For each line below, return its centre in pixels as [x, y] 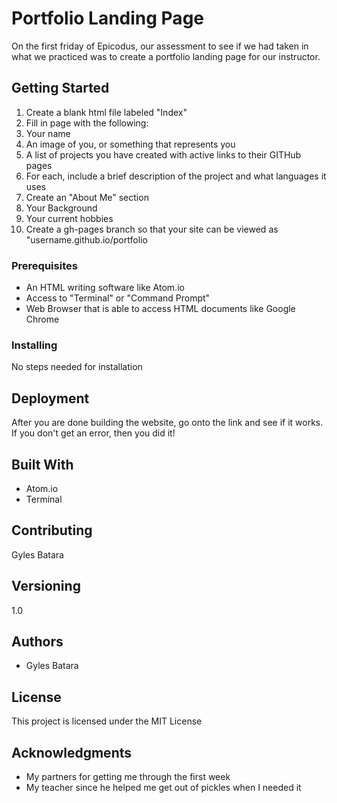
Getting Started [60, 88]
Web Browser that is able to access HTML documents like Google [160, 309]
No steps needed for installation [77, 367]
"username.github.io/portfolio [86, 239]
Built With [42, 464]
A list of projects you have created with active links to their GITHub [163, 154]
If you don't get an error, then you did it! [93, 433]
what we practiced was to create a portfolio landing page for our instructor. [166, 56]
